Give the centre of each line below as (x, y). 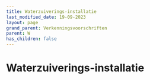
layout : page (22, 22)
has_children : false (32, 39)
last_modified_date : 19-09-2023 (46, 17)
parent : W (18, 34)
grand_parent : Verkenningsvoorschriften (57, 28)
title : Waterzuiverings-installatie (51, 11)
